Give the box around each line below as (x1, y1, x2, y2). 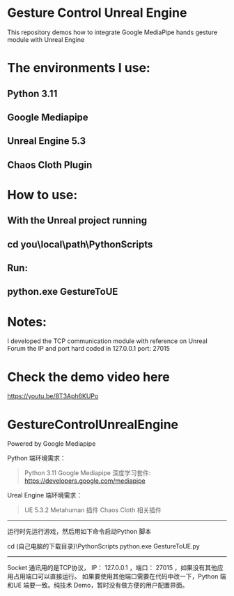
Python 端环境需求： (7, 454, 66, 463)
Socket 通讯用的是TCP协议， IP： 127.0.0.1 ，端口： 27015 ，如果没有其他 (7, 564, 217, 572)
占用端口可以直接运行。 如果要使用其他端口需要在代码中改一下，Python (13, 572, 219, 581)
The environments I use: (7, 60, 151, 76)
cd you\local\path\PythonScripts (7, 238, 153, 250)
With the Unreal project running (7, 215, 148, 226)
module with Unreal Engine (7, 35, 85, 43)
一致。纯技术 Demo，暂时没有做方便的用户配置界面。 (35, 581, 189, 590)
